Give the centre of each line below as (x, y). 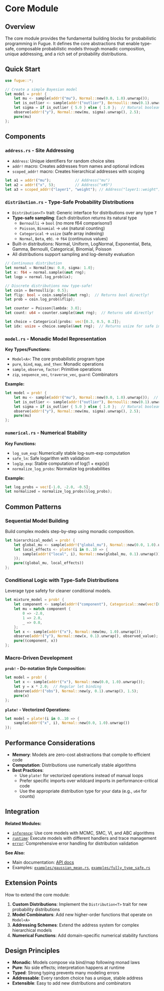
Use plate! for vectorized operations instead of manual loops (81, 775)
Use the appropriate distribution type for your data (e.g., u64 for (83, 791)
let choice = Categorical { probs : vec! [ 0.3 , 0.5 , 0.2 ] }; (63, 322)
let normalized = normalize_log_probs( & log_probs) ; (59, 492)
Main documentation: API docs (43, 862)
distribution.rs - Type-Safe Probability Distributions (70, 202)
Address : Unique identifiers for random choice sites (63, 161)
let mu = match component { (42, 609)
